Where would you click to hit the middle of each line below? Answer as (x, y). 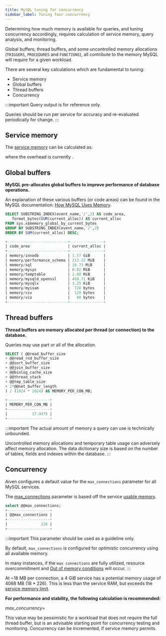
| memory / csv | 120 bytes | (56, 293)
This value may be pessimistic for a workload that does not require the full (81, 618)
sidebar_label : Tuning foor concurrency (48, 14)
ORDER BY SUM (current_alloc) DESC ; (42, 233)
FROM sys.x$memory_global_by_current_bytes (51, 223)
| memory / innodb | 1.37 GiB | (56, 256)
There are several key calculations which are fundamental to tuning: (75, 69)
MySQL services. (23, 487)
